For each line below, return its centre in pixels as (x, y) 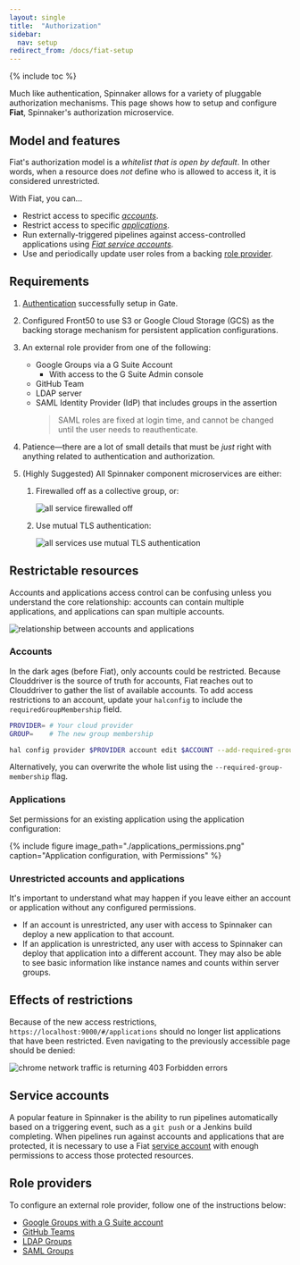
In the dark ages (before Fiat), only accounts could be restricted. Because (145, 671)
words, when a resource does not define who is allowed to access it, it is (143, 172)
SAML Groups (48, 1251)
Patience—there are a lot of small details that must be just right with (147, 447)
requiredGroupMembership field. (66, 709)
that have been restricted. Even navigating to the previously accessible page (150, 1041)
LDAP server (58, 393)
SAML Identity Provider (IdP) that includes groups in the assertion (156, 402)
